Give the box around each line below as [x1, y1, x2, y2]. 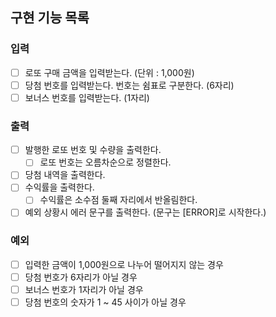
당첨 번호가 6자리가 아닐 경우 [24, 271, 138, 283]
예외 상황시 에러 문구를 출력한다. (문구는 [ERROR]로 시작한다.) [24, 206, 267, 218]
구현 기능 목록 [10, 9, 90, 27]
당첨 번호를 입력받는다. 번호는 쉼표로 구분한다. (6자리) [24, 79, 235, 91]
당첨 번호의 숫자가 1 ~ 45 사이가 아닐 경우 [24, 296, 187, 308]
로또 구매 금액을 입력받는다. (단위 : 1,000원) [24, 66, 195, 78]
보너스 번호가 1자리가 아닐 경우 [24, 283, 144, 295]
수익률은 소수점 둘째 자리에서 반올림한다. [39, 194, 198, 206]
